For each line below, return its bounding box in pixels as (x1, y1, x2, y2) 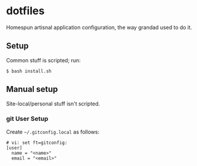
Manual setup (6, 84, 58, 94)
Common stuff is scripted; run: (6, 56, 81, 63)
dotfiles (6, 4, 45, 18)
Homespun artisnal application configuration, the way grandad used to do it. (6, 24, 192, 31)
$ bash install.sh (6, 68, 52, 74)
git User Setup (6, 114, 49, 123)
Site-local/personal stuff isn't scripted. (6, 100, 100, 107)
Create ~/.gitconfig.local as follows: (6, 128, 100, 135)
